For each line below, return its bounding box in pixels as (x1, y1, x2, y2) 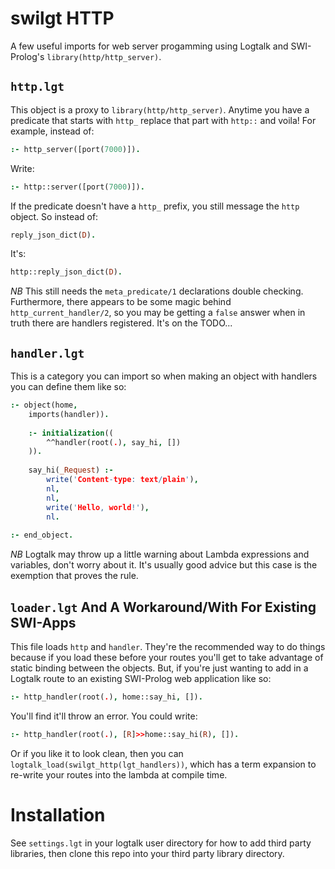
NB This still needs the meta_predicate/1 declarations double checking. (10, 285, 304, 297)
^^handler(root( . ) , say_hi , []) (46, 437, 182, 447)
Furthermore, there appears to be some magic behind (10, 296, 232, 308)
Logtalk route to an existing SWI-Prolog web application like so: (10, 673, 272, 684)
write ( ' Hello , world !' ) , (46, 502, 150, 512)
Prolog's (10, 50, 45, 62)
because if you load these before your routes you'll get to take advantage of (10, 652, 324, 663)
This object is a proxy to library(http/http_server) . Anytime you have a (10, 103, 310, 116)
